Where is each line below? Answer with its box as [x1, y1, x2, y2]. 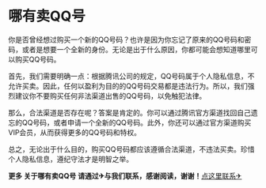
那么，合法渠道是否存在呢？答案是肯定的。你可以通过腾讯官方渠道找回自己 [8, 107, 251, 117]
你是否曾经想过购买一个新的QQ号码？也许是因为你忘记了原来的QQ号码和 [8, 35, 245, 44]
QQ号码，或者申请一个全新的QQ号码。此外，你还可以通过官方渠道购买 [21, 118, 252, 127]
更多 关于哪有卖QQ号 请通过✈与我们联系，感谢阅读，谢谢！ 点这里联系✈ [8, 171, 242, 180]
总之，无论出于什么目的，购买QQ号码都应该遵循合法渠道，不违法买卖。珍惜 [8, 144, 255, 154]
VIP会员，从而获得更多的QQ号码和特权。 [8, 127, 141, 137]
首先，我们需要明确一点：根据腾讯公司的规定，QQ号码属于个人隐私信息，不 [8, 71, 255, 81]
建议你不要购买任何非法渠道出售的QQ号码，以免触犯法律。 [14, 91, 207, 100]
